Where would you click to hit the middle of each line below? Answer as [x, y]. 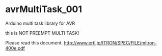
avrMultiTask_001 [44, 9]
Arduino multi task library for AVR [40, 23]
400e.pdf [15, 48]
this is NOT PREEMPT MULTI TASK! [42, 33]
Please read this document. [34, 43]
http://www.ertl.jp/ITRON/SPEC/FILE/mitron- [110, 43]
